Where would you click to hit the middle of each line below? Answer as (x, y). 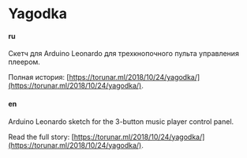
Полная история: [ (39, 77)
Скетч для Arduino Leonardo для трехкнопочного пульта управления (123, 54)
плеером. (24, 62)
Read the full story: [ (41, 137)
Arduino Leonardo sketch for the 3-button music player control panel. (121, 121)
